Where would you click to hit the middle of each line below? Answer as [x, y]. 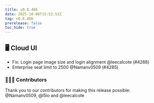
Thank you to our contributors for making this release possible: [68, 90]
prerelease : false [23, 23]
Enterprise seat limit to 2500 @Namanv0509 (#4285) [65, 67]
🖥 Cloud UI [21, 48]
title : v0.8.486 [21, 9]
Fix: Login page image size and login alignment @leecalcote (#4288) [81, 62]
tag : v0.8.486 [19, 18]
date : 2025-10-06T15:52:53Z [33, 14]
